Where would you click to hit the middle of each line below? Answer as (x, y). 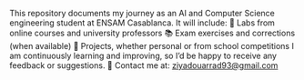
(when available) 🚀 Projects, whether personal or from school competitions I (152, 46)
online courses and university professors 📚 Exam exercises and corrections (152, 33)
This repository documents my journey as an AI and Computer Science (142, 13)
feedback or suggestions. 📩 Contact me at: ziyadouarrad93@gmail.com (144, 65)
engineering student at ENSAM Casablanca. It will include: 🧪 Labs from (142, 23)
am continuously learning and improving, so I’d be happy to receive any (143, 55)
